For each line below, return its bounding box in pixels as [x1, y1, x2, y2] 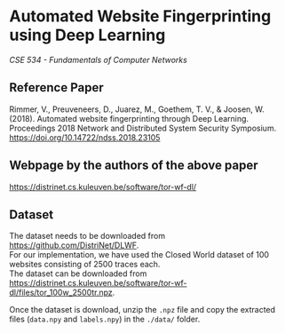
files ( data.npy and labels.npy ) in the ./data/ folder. [9, 313, 201, 325]
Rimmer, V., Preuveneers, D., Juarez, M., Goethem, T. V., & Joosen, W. [9, 104, 265, 115]
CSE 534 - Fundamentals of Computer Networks [9, 54, 188, 65]
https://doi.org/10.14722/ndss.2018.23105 [9, 131, 161, 143]
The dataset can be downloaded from [9, 268, 147, 279]
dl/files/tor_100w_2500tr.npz [9, 287, 113, 298]
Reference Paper [9, 80, 104, 95]
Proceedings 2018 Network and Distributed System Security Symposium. [9, 123, 277, 133]
